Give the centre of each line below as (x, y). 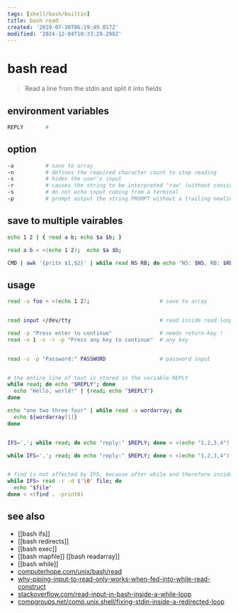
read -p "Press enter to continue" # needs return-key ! (115, 333)
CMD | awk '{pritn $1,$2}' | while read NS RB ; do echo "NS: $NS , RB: (114, 263)
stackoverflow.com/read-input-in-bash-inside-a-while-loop (104, 594)
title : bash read (33, 21)
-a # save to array (50, 166)
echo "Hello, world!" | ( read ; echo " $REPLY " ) (84, 391)
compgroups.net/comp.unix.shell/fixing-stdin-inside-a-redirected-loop (121, 602)
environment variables (58, 111)
